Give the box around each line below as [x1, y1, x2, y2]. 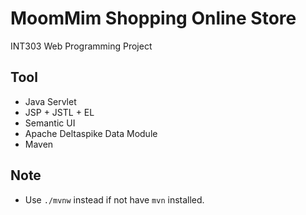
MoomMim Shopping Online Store [10, 7, 297, 30]
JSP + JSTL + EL [24, 106, 95, 118]
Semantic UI [24, 117, 76, 129]
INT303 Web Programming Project [10, 40, 153, 52]
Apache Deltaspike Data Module [24, 127, 158, 139]
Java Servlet [24, 95, 77, 107]
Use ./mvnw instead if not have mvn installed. [24, 193, 205, 206]
